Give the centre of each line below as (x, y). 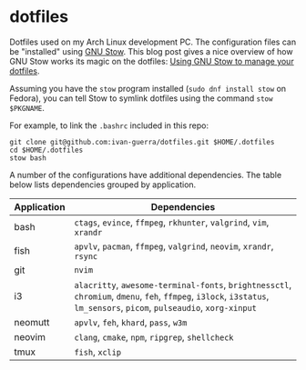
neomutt (32, 322)
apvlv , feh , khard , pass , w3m (131, 322)
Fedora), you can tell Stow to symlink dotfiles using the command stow (141, 98)
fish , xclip (97, 352)
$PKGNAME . (27, 107)
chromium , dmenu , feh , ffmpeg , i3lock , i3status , (172, 295)
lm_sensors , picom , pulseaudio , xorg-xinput (166, 307)
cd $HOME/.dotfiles (46, 150)
